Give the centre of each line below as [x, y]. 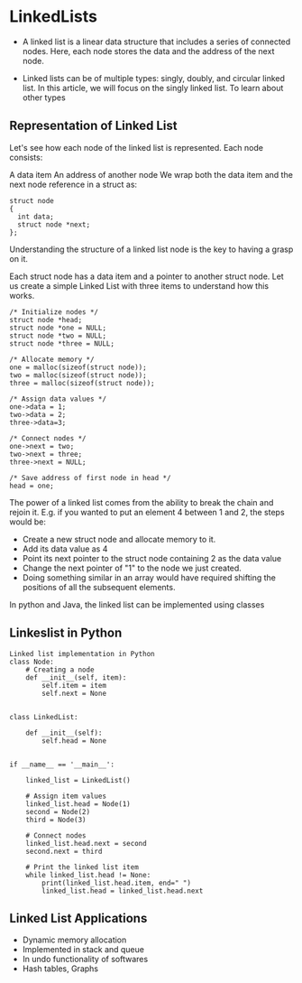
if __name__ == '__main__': [62, 765]
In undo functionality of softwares [85, 960]
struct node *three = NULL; [62, 343]
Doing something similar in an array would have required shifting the [149, 577]
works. [22, 295]
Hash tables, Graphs [60, 969]
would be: [28, 522]
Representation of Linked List [93, 126]
